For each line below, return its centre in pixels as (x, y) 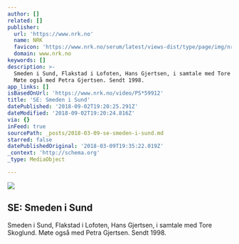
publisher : (23, 27)
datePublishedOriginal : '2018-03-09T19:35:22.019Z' (85, 147)
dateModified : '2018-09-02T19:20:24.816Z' (71, 113)
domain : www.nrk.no (43, 54)
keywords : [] (27, 60)
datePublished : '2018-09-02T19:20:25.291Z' (73, 107)
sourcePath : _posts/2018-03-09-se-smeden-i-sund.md (85, 133)
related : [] (25, 21)
